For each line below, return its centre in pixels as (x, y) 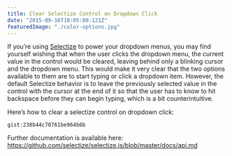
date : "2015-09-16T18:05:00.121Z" (58, 20)
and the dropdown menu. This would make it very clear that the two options (116, 69)
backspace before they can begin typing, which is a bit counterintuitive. (110, 99)
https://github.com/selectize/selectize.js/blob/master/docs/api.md (102, 146)
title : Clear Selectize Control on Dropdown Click (82, 14)
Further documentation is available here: (65, 138)
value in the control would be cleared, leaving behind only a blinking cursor (115, 62)
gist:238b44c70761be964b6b (46, 125)
